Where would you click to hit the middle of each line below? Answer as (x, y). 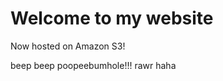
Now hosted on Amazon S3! (68, 46)
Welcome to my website (112, 18)
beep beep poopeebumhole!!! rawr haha (93, 65)
